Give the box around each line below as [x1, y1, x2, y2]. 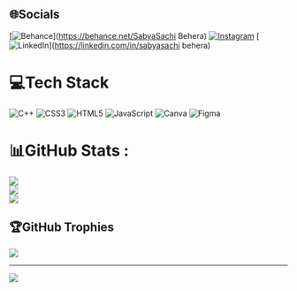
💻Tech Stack [9, 73, 110, 92]
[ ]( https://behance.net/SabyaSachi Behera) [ [9, 30, 260, 41]
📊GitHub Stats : [9, 141, 130, 160]
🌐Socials [9, 7, 60, 22]
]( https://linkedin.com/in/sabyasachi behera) [48, 40, 211, 50]
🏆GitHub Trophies [9, 220, 115, 235]
